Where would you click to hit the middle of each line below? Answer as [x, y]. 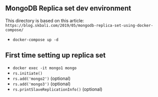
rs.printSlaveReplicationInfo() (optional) [57, 89]
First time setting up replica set [55, 55]
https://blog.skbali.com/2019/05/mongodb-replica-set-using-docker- [79, 25]
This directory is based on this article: [45, 20]
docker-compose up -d [35, 40]
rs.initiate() [27, 73]
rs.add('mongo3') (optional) [42, 84]
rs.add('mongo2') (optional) [42, 78]
